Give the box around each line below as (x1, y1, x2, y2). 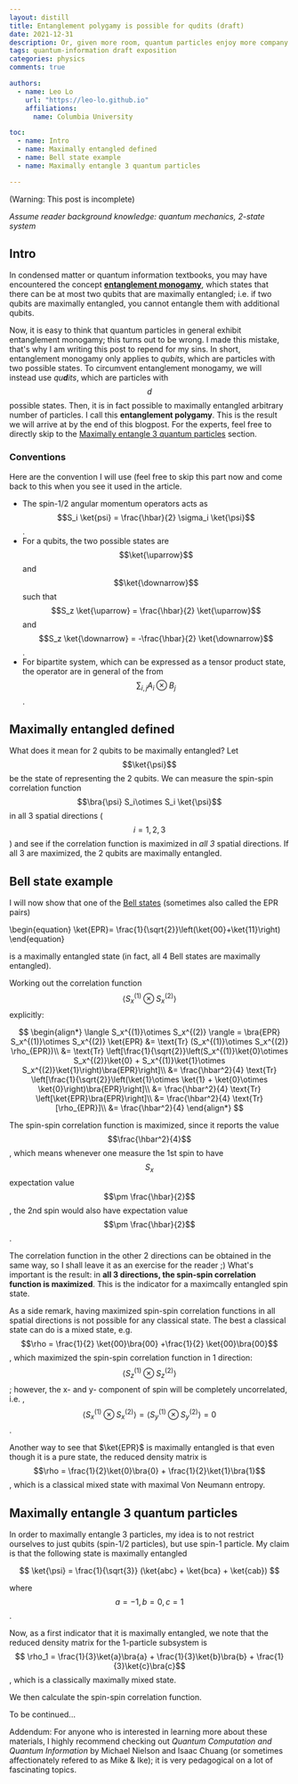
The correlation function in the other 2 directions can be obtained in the (9, 1251, 271, 1261)
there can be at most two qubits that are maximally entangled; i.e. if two (9, 289, 272, 300)
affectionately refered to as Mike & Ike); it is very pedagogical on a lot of (9, 1755, 273, 1766)
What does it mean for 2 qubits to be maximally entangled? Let (9, 746, 238, 756)
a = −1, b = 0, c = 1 (115, 1597, 184, 1607)
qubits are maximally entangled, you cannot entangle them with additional (9, 298, 280, 309)
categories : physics (9, 54, 86, 63)
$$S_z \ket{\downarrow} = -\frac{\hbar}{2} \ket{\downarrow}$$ (38, 632, 274, 643)
